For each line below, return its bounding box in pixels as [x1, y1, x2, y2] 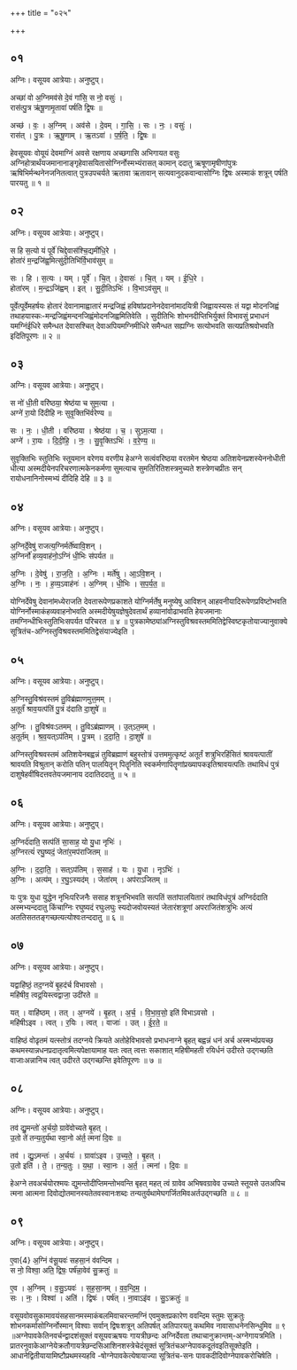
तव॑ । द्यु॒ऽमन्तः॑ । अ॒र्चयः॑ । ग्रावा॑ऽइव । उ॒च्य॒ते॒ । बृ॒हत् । [10, 1150, 162, 1161]
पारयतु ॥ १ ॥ [10, 177, 49, 188]
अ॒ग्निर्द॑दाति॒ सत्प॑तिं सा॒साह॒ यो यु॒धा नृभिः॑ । [10, 836, 123, 847]
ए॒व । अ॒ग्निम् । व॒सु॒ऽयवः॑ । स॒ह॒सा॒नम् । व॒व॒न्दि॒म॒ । [10, 1283, 148, 1294]
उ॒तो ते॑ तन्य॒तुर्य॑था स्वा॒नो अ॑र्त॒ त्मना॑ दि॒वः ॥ [10, 1132, 122, 1143]
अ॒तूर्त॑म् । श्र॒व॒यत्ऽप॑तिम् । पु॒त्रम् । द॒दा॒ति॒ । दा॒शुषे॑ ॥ [10, 732, 151, 742]
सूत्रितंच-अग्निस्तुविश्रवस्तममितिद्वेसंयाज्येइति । [10, 626, 135, 637]
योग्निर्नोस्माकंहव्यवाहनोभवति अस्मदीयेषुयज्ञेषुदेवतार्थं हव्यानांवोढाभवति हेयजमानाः [10, 607, 223, 617]
